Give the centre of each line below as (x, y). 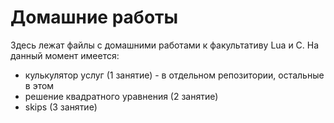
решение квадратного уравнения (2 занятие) (121, 96)
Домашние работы (94, 17)
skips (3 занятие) (61, 107)
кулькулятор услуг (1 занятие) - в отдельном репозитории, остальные (174, 75)
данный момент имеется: (65, 55)
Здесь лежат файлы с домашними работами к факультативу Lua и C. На (165, 45)
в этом (39, 85)
